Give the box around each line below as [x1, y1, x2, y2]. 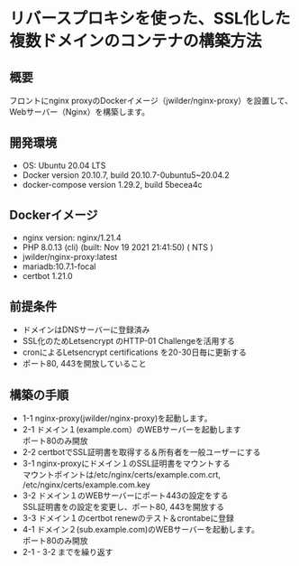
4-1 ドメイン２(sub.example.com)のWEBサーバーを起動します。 [22, 524, 259, 535]
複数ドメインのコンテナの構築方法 [9, 31, 263, 51]
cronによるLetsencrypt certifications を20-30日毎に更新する [22, 347, 248, 357]
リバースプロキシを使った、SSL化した [9, 8, 291, 29]
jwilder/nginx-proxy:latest [22, 251, 118, 262]
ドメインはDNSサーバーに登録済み [22, 324, 150, 335]
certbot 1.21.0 [22, 270, 73, 281]
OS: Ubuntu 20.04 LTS [22, 160, 106, 171]
